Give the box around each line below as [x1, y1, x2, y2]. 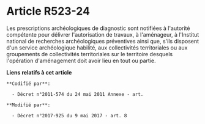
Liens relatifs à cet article [6, 68, 72, 76]
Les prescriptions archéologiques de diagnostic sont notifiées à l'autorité [6, 24, 190, 32]
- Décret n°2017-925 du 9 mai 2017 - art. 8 [12, 112, 127, 119]
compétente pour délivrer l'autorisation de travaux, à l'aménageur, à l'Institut [6, 31, 199, 38]
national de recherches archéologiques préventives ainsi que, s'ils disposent [6, 37, 199, 45]
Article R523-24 [6, 4, 91, 18]
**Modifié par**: [6, 102, 51, 108]
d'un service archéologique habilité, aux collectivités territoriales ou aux [6, 44, 188, 51]
